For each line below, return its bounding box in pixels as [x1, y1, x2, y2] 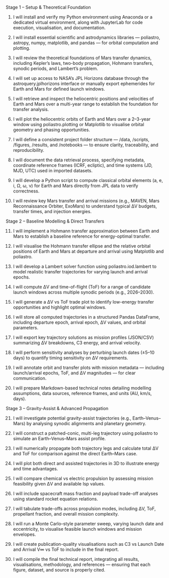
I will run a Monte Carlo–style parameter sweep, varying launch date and [13, 521, 163, 527]
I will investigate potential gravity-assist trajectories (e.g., [13, 415, 132, 421]
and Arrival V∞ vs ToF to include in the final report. [13, 546, 119, 552]
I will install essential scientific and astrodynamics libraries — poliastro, [13, 35, 160, 40]
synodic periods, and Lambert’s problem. [13, 65, 99, 71]
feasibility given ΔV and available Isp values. [13, 481, 105, 487]
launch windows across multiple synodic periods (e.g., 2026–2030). [13, 289, 154, 295]
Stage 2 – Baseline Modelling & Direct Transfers [6, 218, 105, 224]
